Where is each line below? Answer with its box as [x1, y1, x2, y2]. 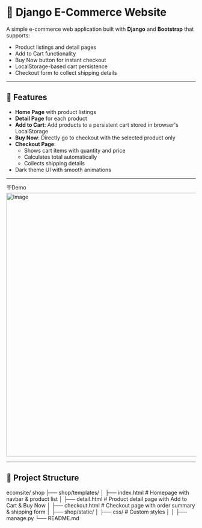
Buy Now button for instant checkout [14, 56, 106, 63]
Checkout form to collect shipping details [14, 69, 117, 76]
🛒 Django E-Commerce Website [6, 5, 167, 19]
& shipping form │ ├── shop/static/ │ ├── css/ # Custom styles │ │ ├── [6, 508, 188, 515]
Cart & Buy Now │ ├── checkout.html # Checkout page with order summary [6, 501, 195, 509]
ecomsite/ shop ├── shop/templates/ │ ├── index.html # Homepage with [6, 489, 189, 496]
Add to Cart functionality [14, 49, 76, 57]
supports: [6, 31, 30, 39]
